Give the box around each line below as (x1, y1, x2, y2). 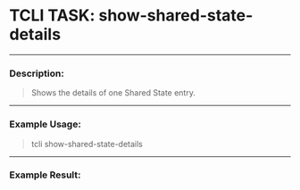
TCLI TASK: (9, 5, 96, 26)
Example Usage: (9, 118, 82, 130)
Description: (9, 67, 64, 79)
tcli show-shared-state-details (30, 138, 143, 149)
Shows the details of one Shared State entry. (30, 87, 196, 98)
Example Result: (9, 169, 81, 181)
